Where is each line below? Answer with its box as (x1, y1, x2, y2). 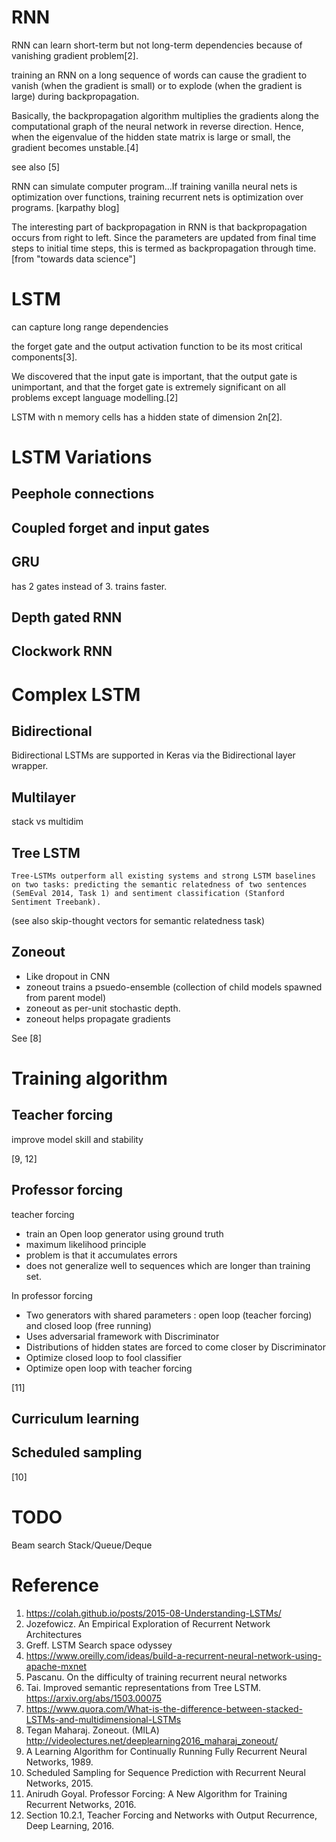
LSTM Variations (11, 446, 153, 469)
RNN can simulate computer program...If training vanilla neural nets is (11, 180, 298, 192)
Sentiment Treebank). (11, 897, 102, 908)
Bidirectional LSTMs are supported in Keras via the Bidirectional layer (11, 749, 296, 761)
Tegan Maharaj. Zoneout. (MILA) (25, 1724, 160, 1736)
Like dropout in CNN (25, 970, 111, 982)
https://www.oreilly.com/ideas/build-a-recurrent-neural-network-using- (25, 1649, 323, 1661)
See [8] (11, 1032, 43, 1044)
